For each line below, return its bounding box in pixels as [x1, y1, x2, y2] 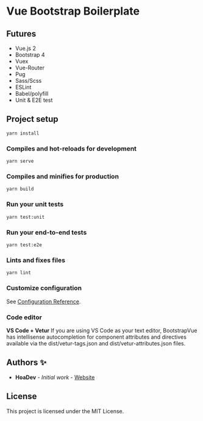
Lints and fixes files [6, 256, 66, 264]
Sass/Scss [15, 77, 42, 84]
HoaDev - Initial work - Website [15, 373, 95, 381]
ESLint [15, 83, 32, 91]
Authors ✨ [6, 358, 47, 368]
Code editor [6, 313, 43, 321]
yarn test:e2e [6, 242, 43, 248]
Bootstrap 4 [15, 51, 45, 58]
